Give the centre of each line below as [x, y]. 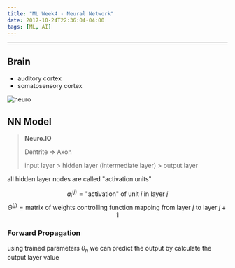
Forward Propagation [44, 233]
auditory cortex [39, 78]
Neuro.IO [38, 138]
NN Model [29, 121]
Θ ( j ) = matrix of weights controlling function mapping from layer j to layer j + [116, 207]
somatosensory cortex [50, 86]
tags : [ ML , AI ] [29, 27]
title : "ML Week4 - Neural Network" [60, 14]
